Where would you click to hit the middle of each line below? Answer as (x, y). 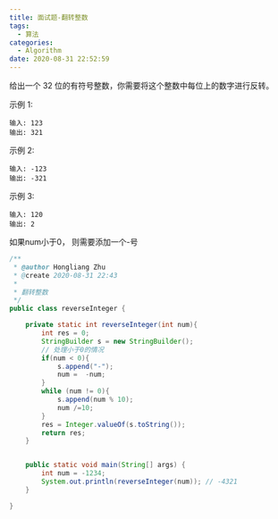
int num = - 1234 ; (73, 473)
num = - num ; (81, 375)
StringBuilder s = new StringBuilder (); (118, 341)
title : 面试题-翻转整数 (49, 17)
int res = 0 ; (66, 333)
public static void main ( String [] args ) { (105, 465)
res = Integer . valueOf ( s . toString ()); (114, 424)
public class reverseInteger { (67, 309)
